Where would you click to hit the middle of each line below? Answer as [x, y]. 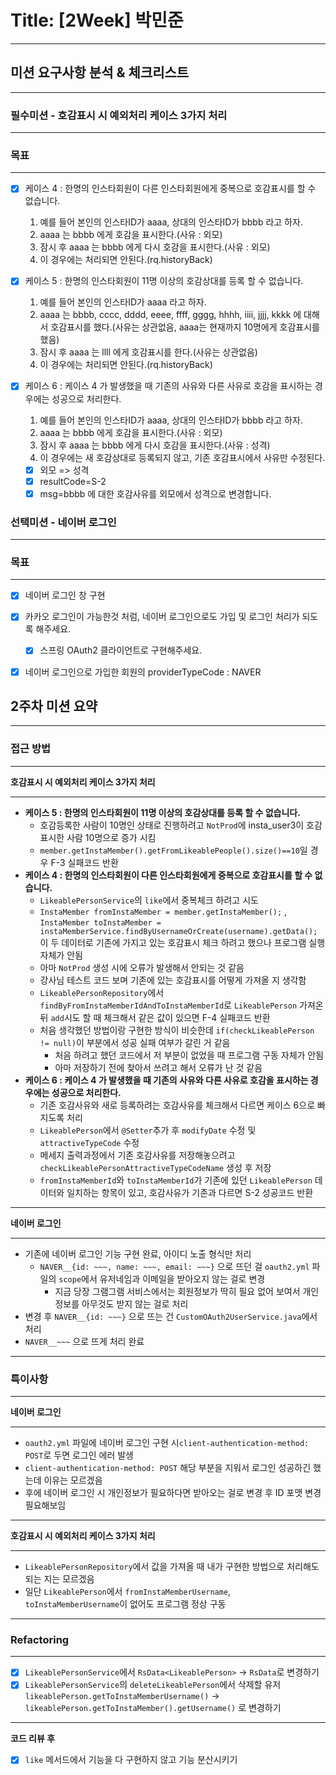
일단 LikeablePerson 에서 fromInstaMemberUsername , [128, 1591]
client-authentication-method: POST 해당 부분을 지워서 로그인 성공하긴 [168, 1467]
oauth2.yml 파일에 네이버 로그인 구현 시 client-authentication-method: [167, 1442]
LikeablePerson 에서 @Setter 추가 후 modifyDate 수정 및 [148, 1130]
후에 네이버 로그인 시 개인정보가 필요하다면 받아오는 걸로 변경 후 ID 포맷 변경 [173, 1492]
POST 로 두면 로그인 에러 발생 [79, 1455]
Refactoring [40, 1639]
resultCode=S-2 [73, 481]
